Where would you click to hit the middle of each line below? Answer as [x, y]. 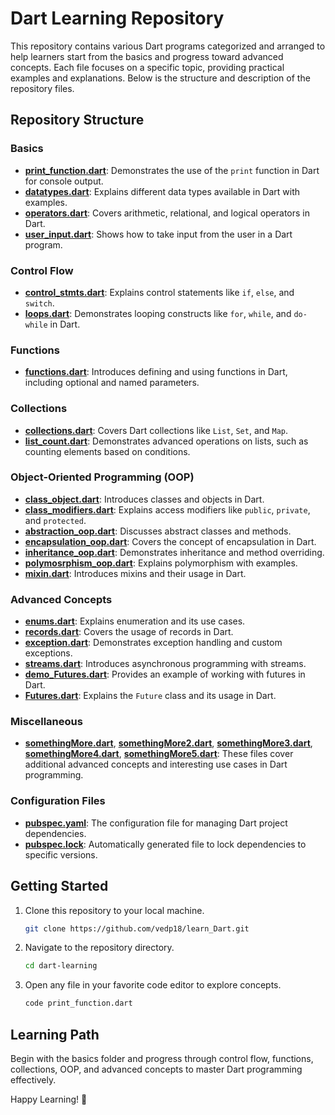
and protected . [55, 520]
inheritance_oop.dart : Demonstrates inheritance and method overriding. [174, 552]
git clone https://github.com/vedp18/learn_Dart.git [137, 928]
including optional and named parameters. [112, 383]
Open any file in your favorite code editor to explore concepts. [153, 985]
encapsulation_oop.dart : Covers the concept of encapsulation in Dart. [170, 541]
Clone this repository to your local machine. [114, 910]
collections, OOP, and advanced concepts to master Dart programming [156, 1069]
